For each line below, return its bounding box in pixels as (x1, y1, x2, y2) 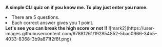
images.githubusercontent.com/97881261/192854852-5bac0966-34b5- (5, 31, 157, 36)
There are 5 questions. (12, 14, 60, 20)
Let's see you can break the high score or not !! (5, 25, 108, 31)
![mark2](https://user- (108, 25, 155, 31)
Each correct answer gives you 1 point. (12, 20, 94, 26)
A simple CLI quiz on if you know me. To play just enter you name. (5, 5, 148, 10)
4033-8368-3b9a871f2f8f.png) (5, 36, 72, 42)
